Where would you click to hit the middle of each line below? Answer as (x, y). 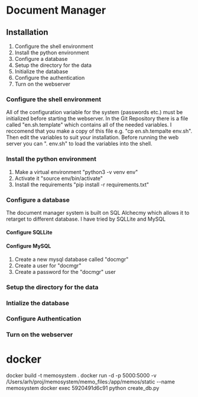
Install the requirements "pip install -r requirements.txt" (82, 185)
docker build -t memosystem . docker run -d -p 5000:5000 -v (81, 376)
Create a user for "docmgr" (48, 265)
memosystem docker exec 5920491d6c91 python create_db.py (83, 388)
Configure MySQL (29, 246)
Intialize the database (38, 303)
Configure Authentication (44, 319)
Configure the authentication (50, 78)
